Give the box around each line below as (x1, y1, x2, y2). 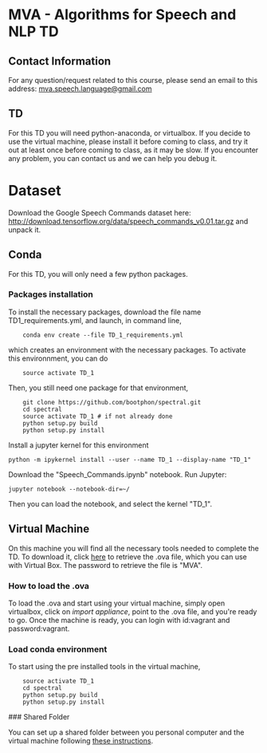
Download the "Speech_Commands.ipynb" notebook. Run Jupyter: (8, 469, 227, 479)
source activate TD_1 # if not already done (22, 412, 173, 420)
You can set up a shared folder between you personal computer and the (8, 727, 245, 737)
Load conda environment (8, 644, 108, 655)
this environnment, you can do (8, 353, 108, 363)
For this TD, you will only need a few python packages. (8, 269, 189, 278)
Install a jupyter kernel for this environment (8, 440, 149, 450)
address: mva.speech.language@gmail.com (8, 84, 153, 93)
